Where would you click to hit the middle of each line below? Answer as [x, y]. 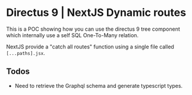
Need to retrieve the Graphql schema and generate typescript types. [99, 86]
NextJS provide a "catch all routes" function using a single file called [90, 47]
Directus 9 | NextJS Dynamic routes [96, 13]
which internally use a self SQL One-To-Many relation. [72, 35]
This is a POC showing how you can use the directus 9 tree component [93, 29]
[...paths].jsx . [26, 53]
